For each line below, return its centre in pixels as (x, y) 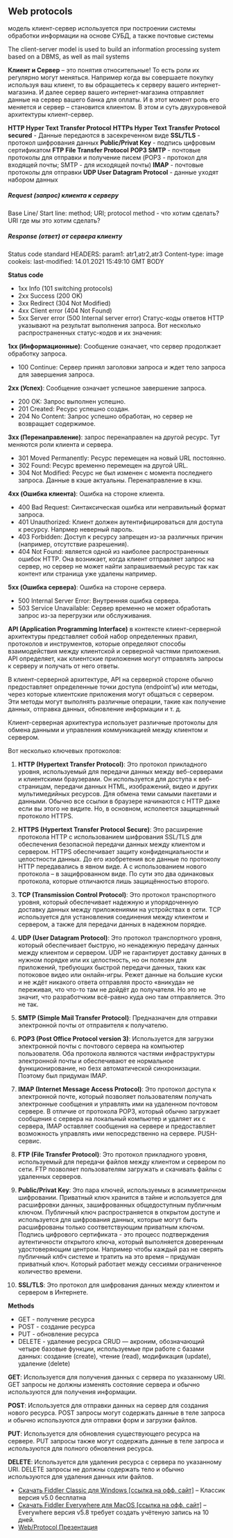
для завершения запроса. (56, 374)
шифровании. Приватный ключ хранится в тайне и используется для (120, 1197)
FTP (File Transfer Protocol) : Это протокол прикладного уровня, (112, 1154)
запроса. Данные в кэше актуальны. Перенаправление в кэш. (110, 480)
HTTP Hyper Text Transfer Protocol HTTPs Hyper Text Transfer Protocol (114, 127)
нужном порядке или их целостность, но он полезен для (102, 960)
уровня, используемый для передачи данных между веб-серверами (120, 771)
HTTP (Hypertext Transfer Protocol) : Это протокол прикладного (112, 764)
